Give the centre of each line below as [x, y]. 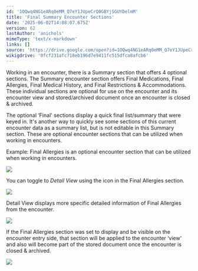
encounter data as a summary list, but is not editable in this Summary [90, 128]
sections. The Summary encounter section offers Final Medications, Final [95, 79]
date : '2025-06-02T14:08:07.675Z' [49, 22]
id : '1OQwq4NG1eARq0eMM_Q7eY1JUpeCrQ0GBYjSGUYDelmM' [72, 12]
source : [16, 50]
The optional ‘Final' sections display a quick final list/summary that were [94, 115]
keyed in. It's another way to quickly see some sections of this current [91, 121]
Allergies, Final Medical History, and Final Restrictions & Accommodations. [96, 85]
